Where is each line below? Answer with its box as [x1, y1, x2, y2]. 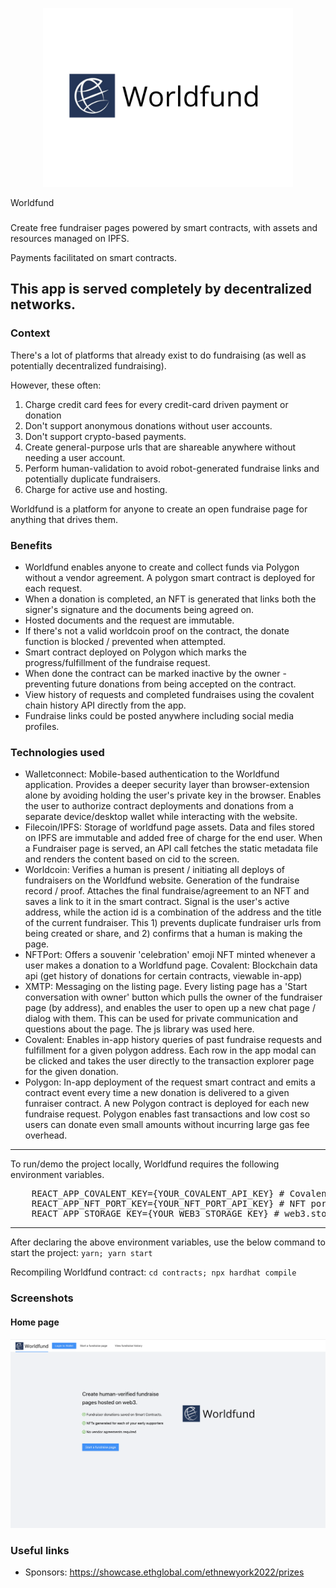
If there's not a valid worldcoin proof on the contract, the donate [24, 625, 290, 637]
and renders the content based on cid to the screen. [24, 853, 240, 865]
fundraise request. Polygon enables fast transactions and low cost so [24, 1108, 311, 1120]
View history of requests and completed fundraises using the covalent [24, 689, 315, 701]
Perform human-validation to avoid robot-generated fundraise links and [24, 462, 320, 474]
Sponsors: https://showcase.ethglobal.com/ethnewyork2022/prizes [24, 1566, 305, 1578]
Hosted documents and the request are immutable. [24, 614, 235, 627]
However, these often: [10, 379, 102, 391]
